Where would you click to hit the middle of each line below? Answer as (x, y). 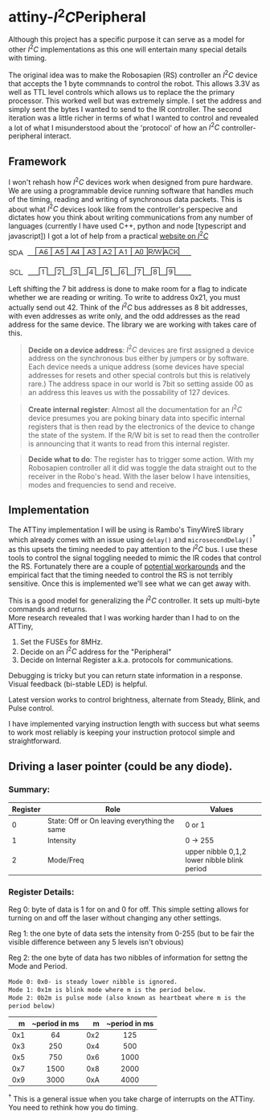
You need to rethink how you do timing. (73, 1108)
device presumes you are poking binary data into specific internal (136, 418)
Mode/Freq (65, 860)
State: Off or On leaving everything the (111, 821)
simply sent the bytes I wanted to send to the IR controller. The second (125, 109)
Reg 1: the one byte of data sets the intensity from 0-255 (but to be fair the (131, 933)
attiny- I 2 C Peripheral (77, 16)
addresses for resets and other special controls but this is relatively (139, 376)
